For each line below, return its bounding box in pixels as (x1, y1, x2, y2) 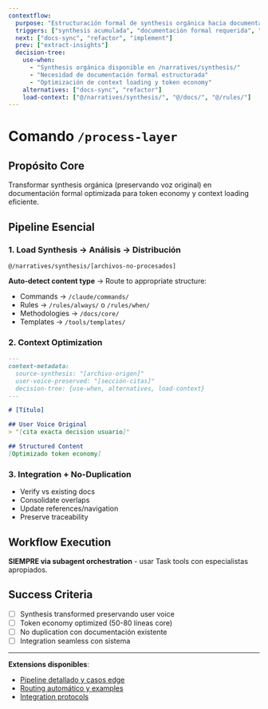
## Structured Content (8, 443, 84, 451)
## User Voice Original (8, 421, 88, 429)
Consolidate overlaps (19, 496, 90, 505)
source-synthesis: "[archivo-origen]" (15, 370, 145, 378)
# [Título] (8, 406, 45, 414)
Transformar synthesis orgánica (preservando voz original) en (8, 180, 212, 190)
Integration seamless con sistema (19, 636, 131, 645)
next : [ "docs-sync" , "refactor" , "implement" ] (15, 33, 173, 42)
